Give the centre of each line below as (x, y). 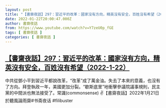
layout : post (19, 10)
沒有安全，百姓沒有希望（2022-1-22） (71, 68)
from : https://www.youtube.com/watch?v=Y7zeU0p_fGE (59, 28)
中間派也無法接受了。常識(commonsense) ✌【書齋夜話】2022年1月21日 (86, 93)
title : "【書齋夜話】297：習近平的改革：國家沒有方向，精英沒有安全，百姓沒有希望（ (82, 14)
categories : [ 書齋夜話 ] (30, 37)
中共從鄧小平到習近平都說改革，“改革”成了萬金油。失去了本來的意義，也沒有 (83, 80)
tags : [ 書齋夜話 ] (24, 33)
